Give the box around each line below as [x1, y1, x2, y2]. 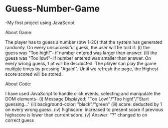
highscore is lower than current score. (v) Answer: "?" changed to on [5, 111, 148, 118]
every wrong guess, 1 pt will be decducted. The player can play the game [5, 60, 156, 66]
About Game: [5, 29, 33, 35]
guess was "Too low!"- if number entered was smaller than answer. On [5, 55, 151, 61]
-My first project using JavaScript [5, 20, 75, 26]
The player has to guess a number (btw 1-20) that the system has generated [5, 39, 163, 45]
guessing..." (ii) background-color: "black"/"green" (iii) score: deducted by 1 [5, 101, 162, 107]
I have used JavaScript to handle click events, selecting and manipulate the [5, 90, 161, 96]
